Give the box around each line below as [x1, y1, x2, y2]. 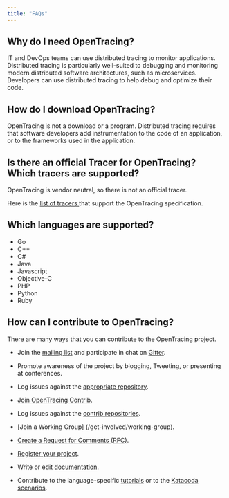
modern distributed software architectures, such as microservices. [7, 68, 197, 77]
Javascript [17, 267, 48, 275]
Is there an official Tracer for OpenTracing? [7, 156, 196, 168]
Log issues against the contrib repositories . [17, 409, 141, 417]
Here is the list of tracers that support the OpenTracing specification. [7, 199, 203, 207]
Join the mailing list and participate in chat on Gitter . [17, 348, 166, 356]
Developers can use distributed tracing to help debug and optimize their [7, 76, 212, 84]
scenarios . [17, 483, 48, 492]
